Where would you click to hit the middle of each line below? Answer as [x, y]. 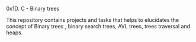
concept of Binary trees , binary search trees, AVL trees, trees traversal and [98, 26]
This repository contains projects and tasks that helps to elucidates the [93, 20]
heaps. [15, 33]
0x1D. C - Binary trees [33, 9]
